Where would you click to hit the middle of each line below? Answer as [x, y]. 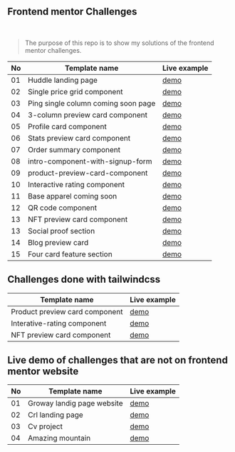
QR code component [63, 208]
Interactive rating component [77, 184]
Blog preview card [58, 242]
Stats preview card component [79, 138]
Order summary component [74, 149]
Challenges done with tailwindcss [84, 280]
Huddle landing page [63, 80]
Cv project [45, 426]
